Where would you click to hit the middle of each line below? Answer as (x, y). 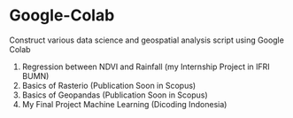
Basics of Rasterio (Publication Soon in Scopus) (109, 85)
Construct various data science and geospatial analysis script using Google (147, 40)
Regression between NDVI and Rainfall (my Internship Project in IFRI (146, 67)
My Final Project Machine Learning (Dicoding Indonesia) (124, 104)
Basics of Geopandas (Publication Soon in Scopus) (115, 95)
